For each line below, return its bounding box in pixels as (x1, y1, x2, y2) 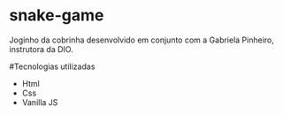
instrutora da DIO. (9, 43, 73, 54)
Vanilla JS (21, 96, 58, 107)
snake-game (9, 5, 104, 26)
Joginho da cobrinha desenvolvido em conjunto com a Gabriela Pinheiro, (9, 34, 274, 45)
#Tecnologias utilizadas (9, 61, 96, 72)
